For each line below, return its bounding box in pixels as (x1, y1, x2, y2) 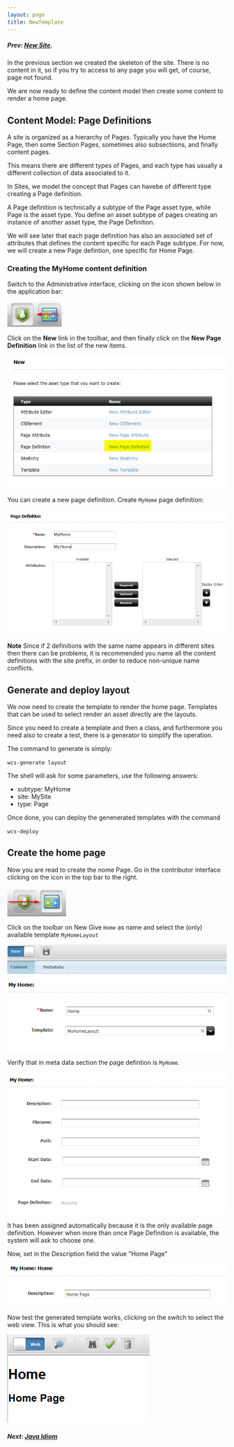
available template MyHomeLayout (7, 930, 99, 939)
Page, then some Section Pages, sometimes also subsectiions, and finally (7, 140, 218, 149)
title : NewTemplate (7, 18, 64, 26)
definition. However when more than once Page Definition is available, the (7, 1229, 219, 1237)
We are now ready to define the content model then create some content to (7, 87, 224, 96)
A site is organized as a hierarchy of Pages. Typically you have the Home (7, 133, 217, 142)
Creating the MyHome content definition (7, 264, 148, 273)
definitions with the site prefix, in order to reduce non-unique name (7, 656, 200, 665)
